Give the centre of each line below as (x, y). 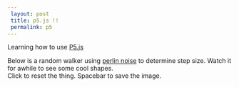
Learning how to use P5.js (46, 47)
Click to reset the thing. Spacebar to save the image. (85, 76)
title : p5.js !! (35, 21)
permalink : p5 (31, 27)
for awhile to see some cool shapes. (61, 69)
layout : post (30, 14)
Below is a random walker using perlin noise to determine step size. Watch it (119, 61)
